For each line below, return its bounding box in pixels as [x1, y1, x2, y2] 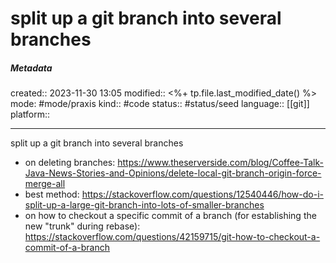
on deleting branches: [24, 157, 116, 169]
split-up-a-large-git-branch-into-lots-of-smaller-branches [24, 199, 265, 211]
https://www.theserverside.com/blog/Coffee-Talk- [117, 157, 324, 169]
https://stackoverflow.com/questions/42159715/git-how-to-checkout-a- [24, 231, 321, 243]
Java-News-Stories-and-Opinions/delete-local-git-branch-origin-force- [24, 167, 322, 179]
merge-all [24, 178, 66, 190]
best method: [24, 188, 80, 201]
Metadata [10, 62, 53, 74]
